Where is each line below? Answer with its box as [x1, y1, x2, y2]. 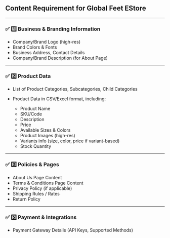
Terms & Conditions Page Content [12, 180, 83, 186]
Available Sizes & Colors [20, 127, 71, 133]
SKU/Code [20, 111, 42, 117]
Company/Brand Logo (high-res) [12, 39, 81, 45]
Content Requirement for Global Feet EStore [5, 4, 146, 13]
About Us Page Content [12, 174, 62, 180]
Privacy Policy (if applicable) [12, 185, 72, 191]
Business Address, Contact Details [12, 50, 85, 56]
